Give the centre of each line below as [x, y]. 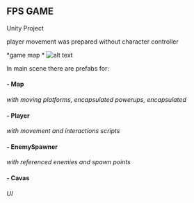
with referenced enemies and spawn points [69, 162]
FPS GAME [30, 11]
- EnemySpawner [32, 147]
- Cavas [18, 178]
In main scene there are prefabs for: [58, 68]
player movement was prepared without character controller [92, 42]
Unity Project [25, 28]
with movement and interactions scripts [63, 131]
